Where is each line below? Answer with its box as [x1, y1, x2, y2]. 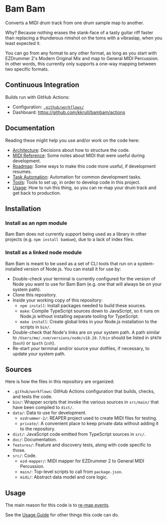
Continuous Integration [5, 81, 79, 89]
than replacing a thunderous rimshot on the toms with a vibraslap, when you [5, 35, 162, 41]
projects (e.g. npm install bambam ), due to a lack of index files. [5, 237, 134, 243]
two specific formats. [5, 66, 49, 72]
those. [12, 447, 26, 453]
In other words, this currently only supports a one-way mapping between [5, 61, 156, 67]
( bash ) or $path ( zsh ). [12, 340, 56, 346]
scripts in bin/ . [20, 324, 51, 330]
